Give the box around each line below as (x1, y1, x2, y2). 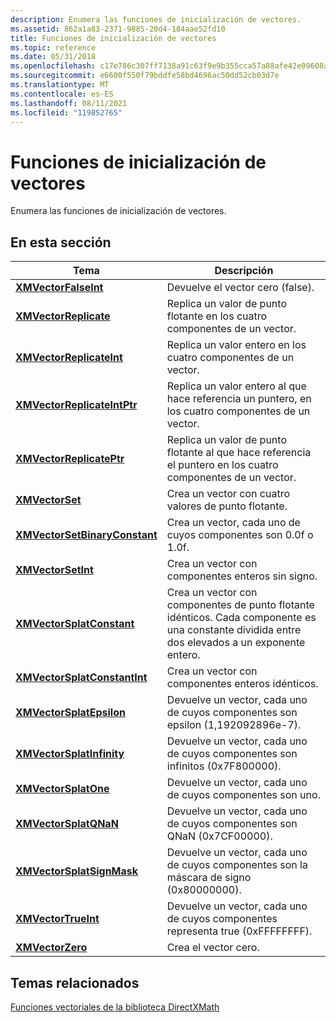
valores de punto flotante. (166, 499, 288, 513)
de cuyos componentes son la (166, 858, 308, 872)
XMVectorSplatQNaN (15, 817, 119, 831)
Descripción (214, 264, 274, 278)
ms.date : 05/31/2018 (10, 52, 97, 62)
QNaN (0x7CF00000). (166, 829, 273, 843)
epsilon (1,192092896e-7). (166, 718, 302, 732)
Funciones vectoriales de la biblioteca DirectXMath (10, 1001, 220, 1013)
